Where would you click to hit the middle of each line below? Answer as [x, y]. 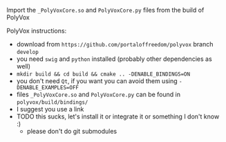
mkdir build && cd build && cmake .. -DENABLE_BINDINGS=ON [103, 74]
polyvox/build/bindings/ [52, 103]
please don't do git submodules [72, 131]
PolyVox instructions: [37, 31]
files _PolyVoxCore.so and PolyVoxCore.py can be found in [98, 94]
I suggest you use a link [50, 109]
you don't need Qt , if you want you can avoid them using [97, 81]
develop [27, 52]
